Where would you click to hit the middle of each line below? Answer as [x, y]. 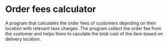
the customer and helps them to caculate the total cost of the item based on [84, 33]
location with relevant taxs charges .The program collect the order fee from [83, 28]
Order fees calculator [51, 9]
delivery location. [23, 39]
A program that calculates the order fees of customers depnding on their [81, 23]
